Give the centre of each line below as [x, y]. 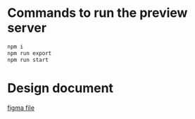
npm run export [30, 53]
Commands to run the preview [97, 13]
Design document [61, 88]
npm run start [28, 60]
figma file [21, 108]
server [27, 28]
